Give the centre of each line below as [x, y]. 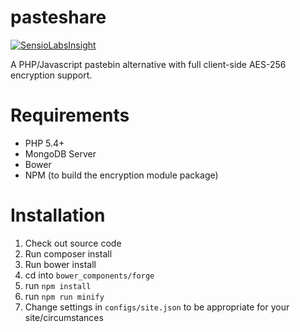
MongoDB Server [60, 153]
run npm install [58, 285]
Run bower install [60, 264]
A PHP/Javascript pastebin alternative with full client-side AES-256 [148, 64]
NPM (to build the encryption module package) [121, 175]
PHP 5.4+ [44, 143]
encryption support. [51, 75]
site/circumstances [64, 317]
